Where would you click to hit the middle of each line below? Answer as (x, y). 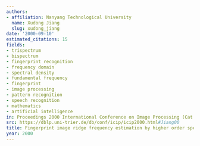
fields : (16, 45)
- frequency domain (30, 67)
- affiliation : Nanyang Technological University (69, 17)
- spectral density (30, 73)
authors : (17, 12)
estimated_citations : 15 (37, 39)
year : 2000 (20, 134)
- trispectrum (24, 51)
